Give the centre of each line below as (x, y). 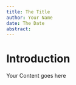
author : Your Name (29, 18)
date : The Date (26, 23)
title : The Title (28, 12)
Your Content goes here (36, 76)
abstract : (19, 29)
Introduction (38, 59)
